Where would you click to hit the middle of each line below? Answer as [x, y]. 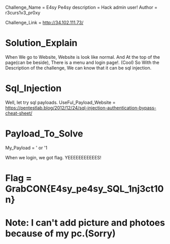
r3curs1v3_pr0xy [23, 13]
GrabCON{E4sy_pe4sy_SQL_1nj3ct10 [84, 189]
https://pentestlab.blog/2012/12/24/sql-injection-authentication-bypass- [81, 108]
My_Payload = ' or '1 [26, 148]
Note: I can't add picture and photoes [85, 223]
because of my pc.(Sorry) [60, 234]
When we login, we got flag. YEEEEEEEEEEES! [53, 157]
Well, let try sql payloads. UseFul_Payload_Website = [60, 102]
